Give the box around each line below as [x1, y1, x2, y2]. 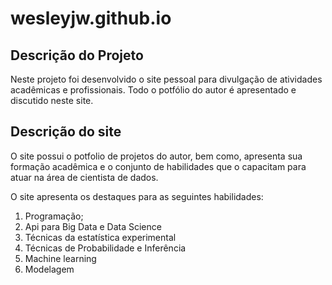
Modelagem [24, 263, 75, 275]
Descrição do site [10, 123, 122, 141]
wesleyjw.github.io [10, 7, 172, 30]
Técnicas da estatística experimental [24, 231, 177, 243]
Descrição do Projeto [10, 47, 144, 64]
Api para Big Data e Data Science [24, 220, 162, 232]
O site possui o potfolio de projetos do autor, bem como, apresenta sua [10, 150, 303, 162]
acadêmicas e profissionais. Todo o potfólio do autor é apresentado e [10, 84, 297, 96]
